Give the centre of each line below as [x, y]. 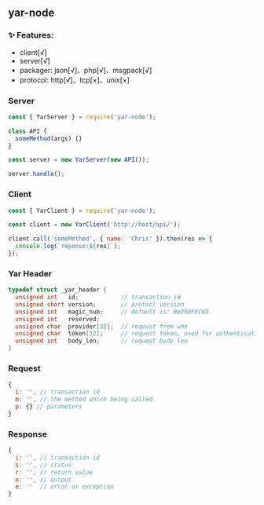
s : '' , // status [44, 465]
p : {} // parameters [49, 407]
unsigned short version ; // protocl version [100, 304]
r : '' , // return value [54, 472]
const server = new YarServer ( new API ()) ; [79, 160]
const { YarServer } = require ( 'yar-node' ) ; [82, 117]
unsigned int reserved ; [58, 319]
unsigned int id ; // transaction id [98, 298]
